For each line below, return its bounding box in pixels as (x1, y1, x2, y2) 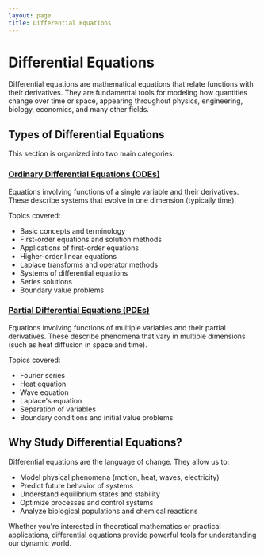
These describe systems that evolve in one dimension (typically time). (8, 195, 236, 205)
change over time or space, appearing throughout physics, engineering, (8, 96, 243, 106)
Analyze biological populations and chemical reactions (19, 506, 198, 515)
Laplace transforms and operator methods (19, 260, 159, 269)
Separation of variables (19, 404, 97, 414)
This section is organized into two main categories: (8, 149, 175, 159)
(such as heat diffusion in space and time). (8, 339, 148, 349)
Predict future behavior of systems (19, 481, 133, 490)
